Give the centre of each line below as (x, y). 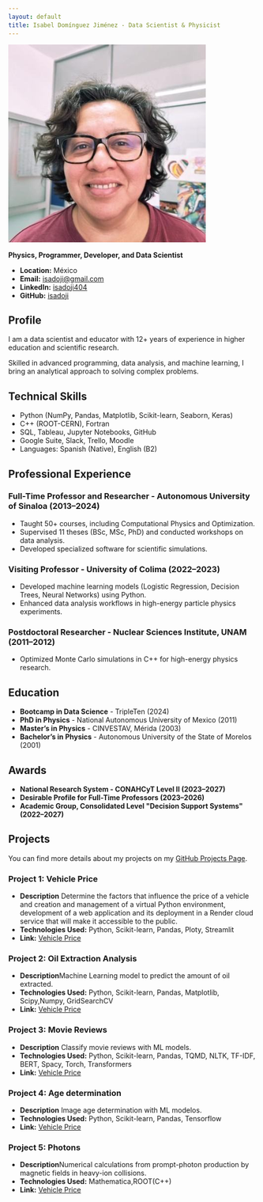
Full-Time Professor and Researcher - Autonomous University (129, 496)
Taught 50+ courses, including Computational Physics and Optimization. (137, 523)
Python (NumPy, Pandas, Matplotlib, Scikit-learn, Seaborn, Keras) (126, 415)
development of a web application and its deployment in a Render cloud (137, 913)
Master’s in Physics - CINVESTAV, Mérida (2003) (100, 729)
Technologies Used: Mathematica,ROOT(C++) (96, 1181)
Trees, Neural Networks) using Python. (83, 595)
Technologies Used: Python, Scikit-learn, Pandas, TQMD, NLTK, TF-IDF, (137, 1056)
